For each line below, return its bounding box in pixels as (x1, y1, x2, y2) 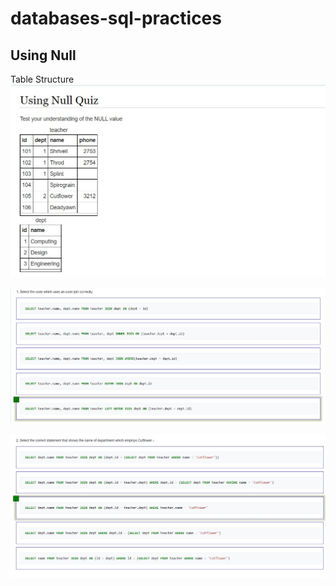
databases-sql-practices (10, 7, 222, 30)
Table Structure (10, 73, 75, 85)
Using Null (10, 47, 77, 64)
